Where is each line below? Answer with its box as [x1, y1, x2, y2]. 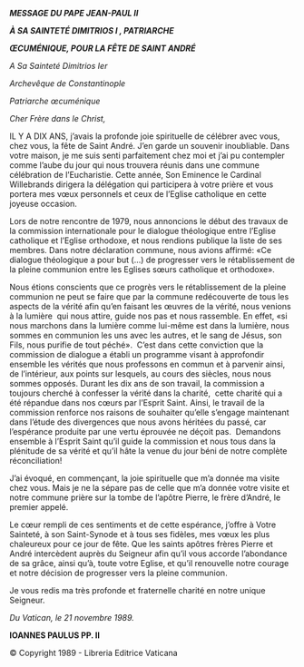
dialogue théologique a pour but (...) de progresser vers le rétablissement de [9, 254, 295, 265]
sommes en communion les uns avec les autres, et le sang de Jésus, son [9, 330, 283, 340]
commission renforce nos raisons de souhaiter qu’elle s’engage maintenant [9, 407, 289, 417]
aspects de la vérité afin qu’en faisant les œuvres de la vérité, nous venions [9, 301, 292, 311]
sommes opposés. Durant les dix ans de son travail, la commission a [9, 378, 265, 388]
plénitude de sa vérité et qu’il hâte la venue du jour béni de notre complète [9, 446, 288, 456]
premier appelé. [9, 502, 69, 512]
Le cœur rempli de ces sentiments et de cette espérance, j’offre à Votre [9, 519, 277, 530]
